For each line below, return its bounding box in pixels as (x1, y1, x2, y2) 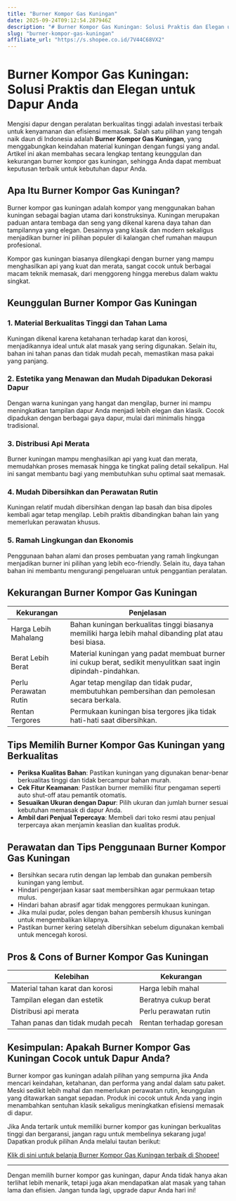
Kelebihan (54, 972, 89, 981)
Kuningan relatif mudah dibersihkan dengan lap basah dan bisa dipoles (7, 503, 213, 511)
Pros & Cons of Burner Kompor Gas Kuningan (7, 951, 209, 963)
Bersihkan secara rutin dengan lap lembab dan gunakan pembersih (17, 871, 212, 879)
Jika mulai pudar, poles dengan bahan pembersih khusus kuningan (17, 908, 211, 917)
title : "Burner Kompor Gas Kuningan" (7, 10, 118, 18)
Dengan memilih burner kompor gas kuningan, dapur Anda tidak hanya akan (7, 1171, 228, 1179)
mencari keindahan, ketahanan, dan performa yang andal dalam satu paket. (7, 1079, 226, 1087)
